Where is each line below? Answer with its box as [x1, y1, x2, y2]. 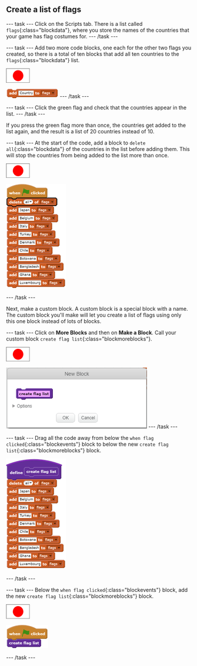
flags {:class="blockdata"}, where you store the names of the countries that [6, 26, 189, 33]
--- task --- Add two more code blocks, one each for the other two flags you [6, 44, 192, 51]
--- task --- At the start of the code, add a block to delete [6, 139, 146, 146]
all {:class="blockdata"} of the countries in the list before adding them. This [6, 145, 190, 152]
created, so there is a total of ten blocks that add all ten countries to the [6, 50, 179, 58]
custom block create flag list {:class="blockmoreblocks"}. [6, 335, 152, 342]
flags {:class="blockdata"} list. [6, 56, 80, 63]
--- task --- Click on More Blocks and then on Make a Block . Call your [6, 329, 176, 336]
